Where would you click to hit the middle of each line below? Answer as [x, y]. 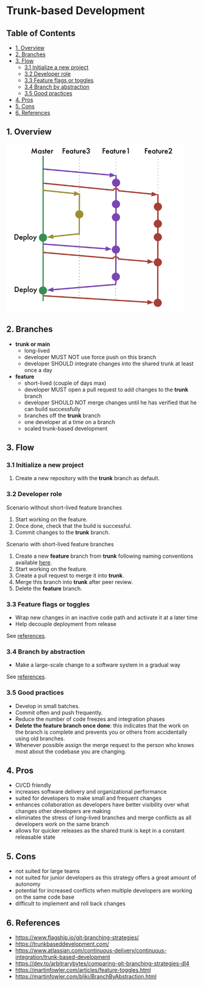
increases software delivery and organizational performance [91, 792]
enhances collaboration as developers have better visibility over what [102, 805]
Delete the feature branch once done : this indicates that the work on [102, 725]
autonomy [28, 884]
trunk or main [33, 344]
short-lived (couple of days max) [65, 383]
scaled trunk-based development [66, 428]
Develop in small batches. [47, 706]
